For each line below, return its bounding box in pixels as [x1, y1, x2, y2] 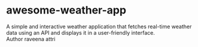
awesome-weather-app [6, 4, 127, 17]
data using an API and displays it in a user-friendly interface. [6, 29, 156, 36]
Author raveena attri [6, 35, 56, 42]
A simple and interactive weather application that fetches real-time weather [6, 23, 192, 30]
